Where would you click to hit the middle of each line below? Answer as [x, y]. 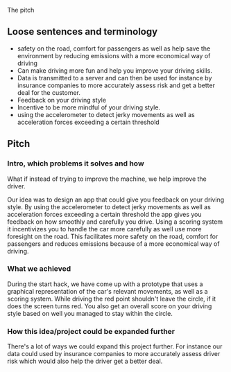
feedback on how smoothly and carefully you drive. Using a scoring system [115, 222]
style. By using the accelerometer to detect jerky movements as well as [109, 206]
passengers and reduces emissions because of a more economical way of [113, 243]
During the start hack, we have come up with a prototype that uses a [105, 284]
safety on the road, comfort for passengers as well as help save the [114, 48]
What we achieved [39, 269]
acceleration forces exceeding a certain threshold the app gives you [105, 214]
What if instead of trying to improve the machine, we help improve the [107, 179]
